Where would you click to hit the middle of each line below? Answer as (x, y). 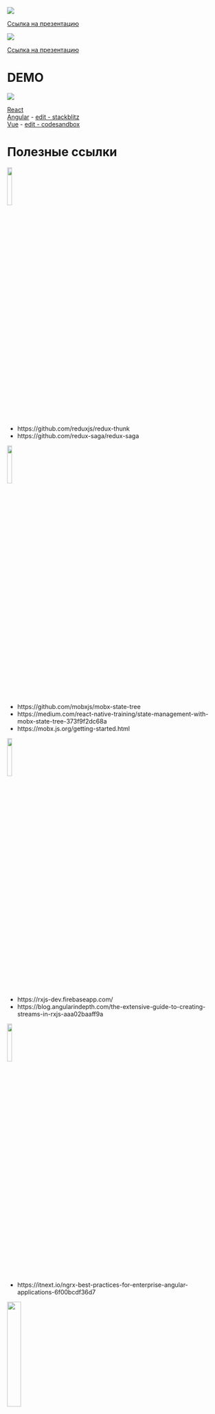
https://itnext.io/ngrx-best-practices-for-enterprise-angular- (103, 1285)
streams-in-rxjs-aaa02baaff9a (60, 1014)
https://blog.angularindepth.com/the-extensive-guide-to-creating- (111, 1006)
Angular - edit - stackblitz (43, 117)
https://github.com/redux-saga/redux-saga (78, 435)
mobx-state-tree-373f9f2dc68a (62, 721)
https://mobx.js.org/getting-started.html (73, 728)
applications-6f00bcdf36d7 (56, 1292)
